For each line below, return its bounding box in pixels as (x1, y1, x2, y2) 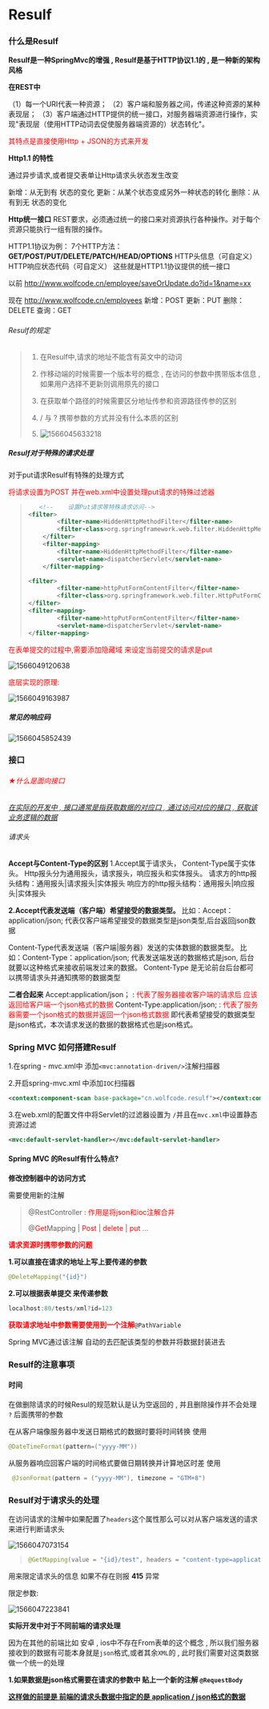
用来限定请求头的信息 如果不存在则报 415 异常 (8, 1571, 160, 1581)
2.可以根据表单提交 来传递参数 (8, 1288, 108, 1298)
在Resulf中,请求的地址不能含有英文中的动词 (39, 352, 183, 361)
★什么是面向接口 (8, 776, 66, 786)
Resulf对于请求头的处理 (8, 1494, 100, 1506)
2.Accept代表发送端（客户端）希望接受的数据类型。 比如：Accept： (8, 905, 234, 915)
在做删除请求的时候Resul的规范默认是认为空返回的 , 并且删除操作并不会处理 (8, 1399, 257, 1409)
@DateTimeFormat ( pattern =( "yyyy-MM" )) (8, 1442, 138, 1450)
